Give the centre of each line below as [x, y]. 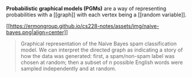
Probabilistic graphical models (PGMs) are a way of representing [86, 9]
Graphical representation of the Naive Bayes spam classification [99, 44]
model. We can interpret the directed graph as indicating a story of [102, 50]
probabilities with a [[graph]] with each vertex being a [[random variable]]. [97, 15]
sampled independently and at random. [68, 69]
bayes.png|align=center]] [37, 32]
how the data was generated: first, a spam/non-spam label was [97, 56]
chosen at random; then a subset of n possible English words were [102, 62]
